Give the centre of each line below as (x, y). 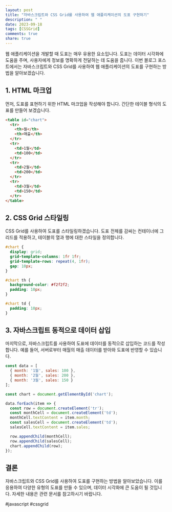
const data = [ (21, 366)
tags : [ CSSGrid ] (23, 29)
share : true (18, 39)
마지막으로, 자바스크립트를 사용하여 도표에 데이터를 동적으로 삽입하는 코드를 (81, 343)
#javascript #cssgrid (27, 504)
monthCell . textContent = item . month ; (50, 418)
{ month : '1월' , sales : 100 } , (43, 371)
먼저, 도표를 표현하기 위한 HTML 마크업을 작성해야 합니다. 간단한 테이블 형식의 (83, 104)
